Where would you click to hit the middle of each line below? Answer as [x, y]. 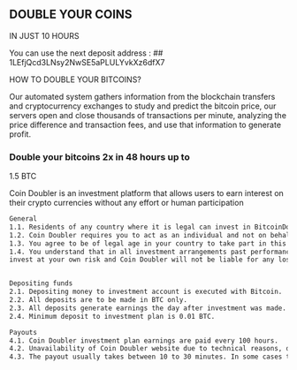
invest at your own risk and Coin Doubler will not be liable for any [142, 260]
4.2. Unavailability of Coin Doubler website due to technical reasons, [146, 349]
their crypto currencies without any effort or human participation [127, 203]
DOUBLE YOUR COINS [71, 15]
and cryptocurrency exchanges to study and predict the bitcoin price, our [143, 106]
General [23, 219]
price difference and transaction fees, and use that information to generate [145, 125]
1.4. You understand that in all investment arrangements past [128, 252]
